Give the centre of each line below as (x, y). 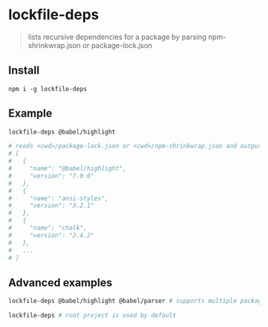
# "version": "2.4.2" (51, 235)
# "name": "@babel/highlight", (67, 169)
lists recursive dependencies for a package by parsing (117, 37)
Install (24, 71)
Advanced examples (61, 283)
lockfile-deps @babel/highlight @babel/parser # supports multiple (123, 301)
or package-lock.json (118, 45)
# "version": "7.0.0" (51, 176)
